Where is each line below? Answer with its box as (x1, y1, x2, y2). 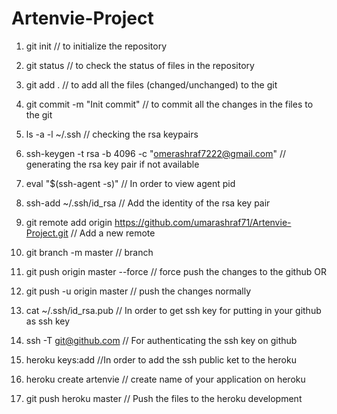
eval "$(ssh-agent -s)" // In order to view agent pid (25, 177, 236, 189)
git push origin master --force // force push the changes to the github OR (25, 265, 327, 277)
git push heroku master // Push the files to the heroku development (25, 392, 303, 404)
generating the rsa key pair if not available (25, 158, 200, 170)
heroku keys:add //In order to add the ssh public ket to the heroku (25, 353, 297, 366)
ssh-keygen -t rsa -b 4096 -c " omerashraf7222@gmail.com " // (25, 147, 287, 159)
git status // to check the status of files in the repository (25, 59, 255, 71)
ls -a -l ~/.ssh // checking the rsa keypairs (25, 128, 199, 140)
